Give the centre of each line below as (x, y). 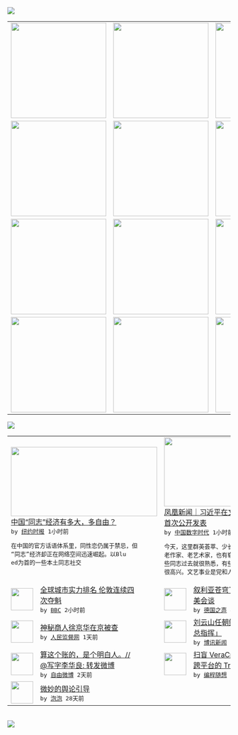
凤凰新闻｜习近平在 (196, 512)
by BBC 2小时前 (63, 610)
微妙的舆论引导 (65, 689)
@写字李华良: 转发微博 (78, 665)
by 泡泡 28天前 (62, 698)
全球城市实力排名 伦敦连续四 (87, 590)
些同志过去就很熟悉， (193, 563)
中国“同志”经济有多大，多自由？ (64, 522)
